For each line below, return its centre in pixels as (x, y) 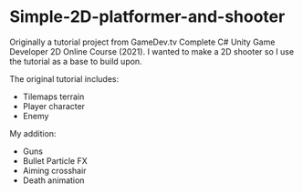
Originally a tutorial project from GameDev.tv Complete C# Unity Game (142, 42)
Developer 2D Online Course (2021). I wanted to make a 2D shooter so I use (152, 51)
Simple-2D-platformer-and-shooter (147, 17)
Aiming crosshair (54, 170)
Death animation (53, 180)
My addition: (33, 133)
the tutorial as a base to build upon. (76, 61)
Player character (53, 106)
